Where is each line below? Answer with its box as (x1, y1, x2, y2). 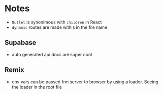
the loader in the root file (11, 84, 62, 90)
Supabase (4, 39, 36, 47)
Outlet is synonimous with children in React (11, 19, 102, 25)
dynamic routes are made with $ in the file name (11, 24, 108, 30)
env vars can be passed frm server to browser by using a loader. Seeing (11, 79, 159, 85)
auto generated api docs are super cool (11, 51, 92, 57)
